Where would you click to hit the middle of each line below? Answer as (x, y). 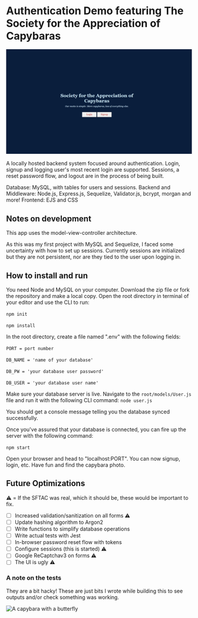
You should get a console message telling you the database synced (88, 412)
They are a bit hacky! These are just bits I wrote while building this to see (95, 591)
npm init (17, 315)
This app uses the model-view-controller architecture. (72, 233)
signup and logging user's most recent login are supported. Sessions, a (93, 170)
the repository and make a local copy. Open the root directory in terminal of (98, 296)
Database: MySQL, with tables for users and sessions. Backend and (88, 187)
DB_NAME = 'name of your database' (50, 360)
